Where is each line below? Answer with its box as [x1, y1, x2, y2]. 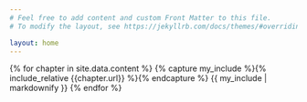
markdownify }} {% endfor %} [9, 83, 122, 94]
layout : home [9, 38, 59, 47]
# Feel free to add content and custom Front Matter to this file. [9, 13, 272, 23]
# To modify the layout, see [9, 22, 121, 31]
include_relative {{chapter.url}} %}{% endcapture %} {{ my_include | [9, 73, 268, 84]
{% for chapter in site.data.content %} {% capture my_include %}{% [9, 63, 267, 74]
